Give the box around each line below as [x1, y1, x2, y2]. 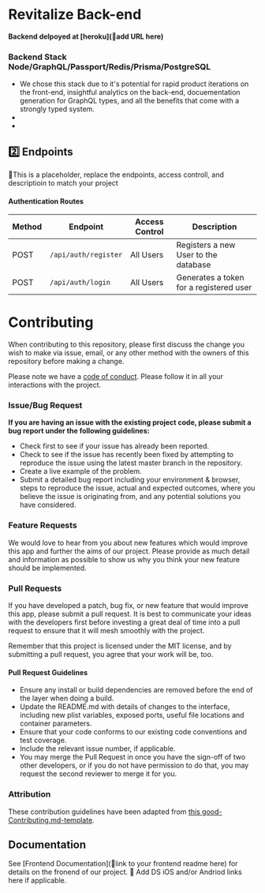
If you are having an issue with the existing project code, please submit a [8, 418, 252, 427]
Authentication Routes [8, 196, 84, 206]
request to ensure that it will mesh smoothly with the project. [8, 626, 205, 636]
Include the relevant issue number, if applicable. [19, 744, 176, 753]
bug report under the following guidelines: [8, 426, 150, 436]
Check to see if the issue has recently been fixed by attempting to [19, 450, 234, 460]
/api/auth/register [50, 250, 123, 260]
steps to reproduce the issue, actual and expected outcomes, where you [19, 483, 256, 493]
